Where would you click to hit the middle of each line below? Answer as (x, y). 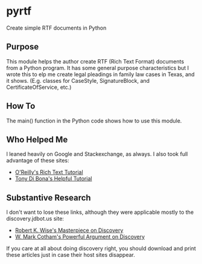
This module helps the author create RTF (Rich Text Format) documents (95, 61)
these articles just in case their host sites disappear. (71, 255)
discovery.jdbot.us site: (35, 219)
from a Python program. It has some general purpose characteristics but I (98, 68)
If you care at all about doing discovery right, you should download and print (101, 248)
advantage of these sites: (38, 161)
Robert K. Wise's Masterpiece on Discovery (69, 230)
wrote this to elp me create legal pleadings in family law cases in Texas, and (100, 74)
